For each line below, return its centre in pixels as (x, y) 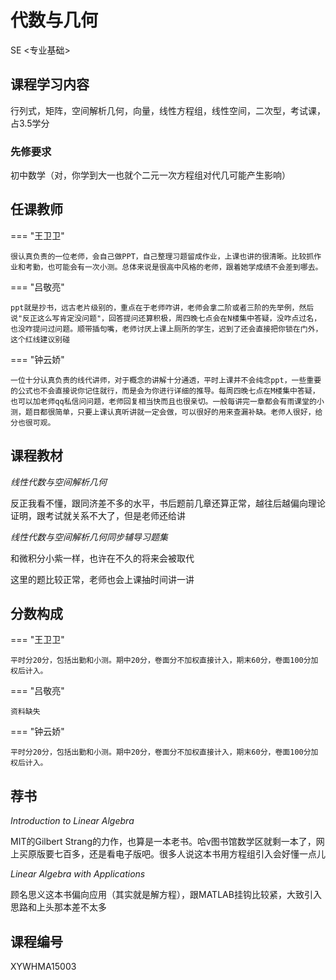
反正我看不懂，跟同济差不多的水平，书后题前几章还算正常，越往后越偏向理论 (168, 503)
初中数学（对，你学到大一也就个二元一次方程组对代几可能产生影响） (150, 175)
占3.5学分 (30, 123)
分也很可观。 (33, 422)
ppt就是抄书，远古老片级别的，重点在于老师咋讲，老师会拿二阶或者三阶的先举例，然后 (162, 307)
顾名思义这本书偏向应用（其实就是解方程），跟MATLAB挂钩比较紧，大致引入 (166, 895)
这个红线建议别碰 (40, 339)
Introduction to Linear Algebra (72, 821)
